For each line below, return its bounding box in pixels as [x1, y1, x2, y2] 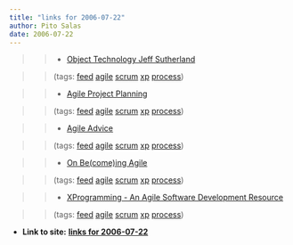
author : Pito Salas [9, 21, 82, 30]
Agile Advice [66, 123, 114, 134]
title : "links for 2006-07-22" [9, 12, 126, 22]
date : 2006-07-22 [9, 29, 74, 38]
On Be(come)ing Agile [66, 158, 148, 168]
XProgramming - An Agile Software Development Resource [66, 192, 283, 203]
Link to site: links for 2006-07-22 [21, 226, 149, 237]
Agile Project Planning [66, 88, 148, 99]
